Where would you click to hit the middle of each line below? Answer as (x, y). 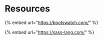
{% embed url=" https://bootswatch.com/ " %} (51, 22)
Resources (27, 9)
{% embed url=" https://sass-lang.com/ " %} (49, 32)
